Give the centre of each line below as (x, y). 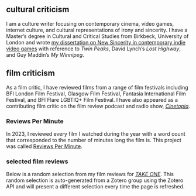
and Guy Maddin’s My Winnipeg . (45, 54)
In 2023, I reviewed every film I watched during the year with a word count (96, 133)
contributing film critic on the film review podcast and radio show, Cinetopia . (98, 106)
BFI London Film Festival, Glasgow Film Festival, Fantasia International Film (96, 94)
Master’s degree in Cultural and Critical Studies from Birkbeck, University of (97, 36)
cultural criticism (38, 10)
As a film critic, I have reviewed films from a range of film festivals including (97, 87)
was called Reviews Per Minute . (44, 146)
